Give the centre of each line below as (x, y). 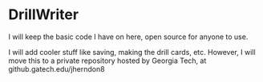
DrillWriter (43, 15)
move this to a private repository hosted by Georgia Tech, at (107, 61)
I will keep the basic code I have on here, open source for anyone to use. (128, 37)
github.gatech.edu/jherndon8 (57, 68)
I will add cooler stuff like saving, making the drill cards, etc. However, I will (132, 52)
